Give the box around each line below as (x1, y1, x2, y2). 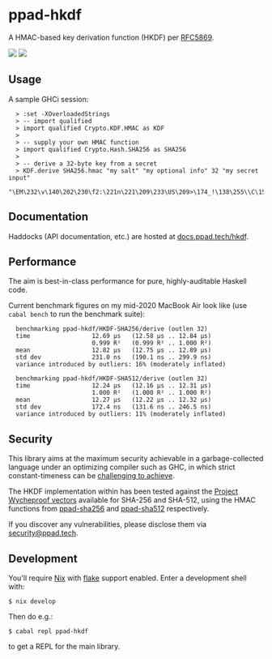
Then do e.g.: (8, 612, 53, 621)
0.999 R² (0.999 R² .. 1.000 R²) (91, 339, 212, 348)
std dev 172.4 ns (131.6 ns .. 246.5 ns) (15, 403, 212, 411)
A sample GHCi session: (8, 94, 89, 104)
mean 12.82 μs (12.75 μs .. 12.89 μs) (15, 346, 212, 354)
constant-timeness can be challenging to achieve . (8, 471, 176, 481)
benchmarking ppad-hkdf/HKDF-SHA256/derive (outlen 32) (15, 325, 208, 333)
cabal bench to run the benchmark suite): (8, 310, 146, 319)
